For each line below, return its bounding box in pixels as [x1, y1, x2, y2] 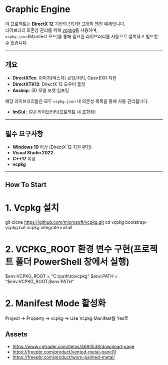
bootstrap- [125, 219, 147, 225]
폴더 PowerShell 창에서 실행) [15, 256, 129, 267]
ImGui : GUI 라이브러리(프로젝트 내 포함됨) [12, 109, 96, 115]
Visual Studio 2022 [12, 149, 53, 155]
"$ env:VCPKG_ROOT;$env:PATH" [5, 278, 74, 285]
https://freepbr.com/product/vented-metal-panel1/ [12, 348, 116, 355]
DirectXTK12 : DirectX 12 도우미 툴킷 [12, 81, 86, 87]
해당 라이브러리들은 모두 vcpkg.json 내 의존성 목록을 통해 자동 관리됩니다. [5, 98, 149, 104]
